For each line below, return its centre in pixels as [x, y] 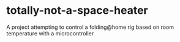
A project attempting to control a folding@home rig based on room [90, 27]
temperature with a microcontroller [50, 33]
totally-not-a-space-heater [77, 10]
